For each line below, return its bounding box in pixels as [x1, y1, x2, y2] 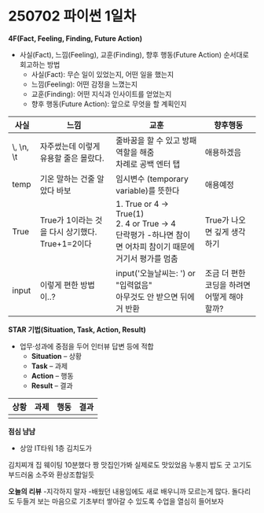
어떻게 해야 [204, 291, 244, 302]
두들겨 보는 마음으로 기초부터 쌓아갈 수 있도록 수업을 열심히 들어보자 [16, 496, 224, 506]
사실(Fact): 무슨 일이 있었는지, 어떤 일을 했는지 [31, 69, 174, 79]
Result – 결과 [31, 381, 73, 390]
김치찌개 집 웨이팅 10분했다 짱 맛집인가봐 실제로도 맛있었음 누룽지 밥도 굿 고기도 [8, 459, 252, 469]
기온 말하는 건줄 [39, 173, 96, 184]
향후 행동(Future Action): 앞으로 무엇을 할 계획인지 [31, 99, 187, 109]
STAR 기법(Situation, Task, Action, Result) [8, 324, 147, 334]
